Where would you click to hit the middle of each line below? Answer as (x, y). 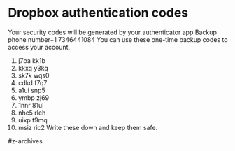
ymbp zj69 (34, 98)
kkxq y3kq (33, 68)
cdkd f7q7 (33, 82)
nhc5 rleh (32, 113)
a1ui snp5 (31, 90)
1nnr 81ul (31, 105)
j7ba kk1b (32, 60)
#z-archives (25, 141)
